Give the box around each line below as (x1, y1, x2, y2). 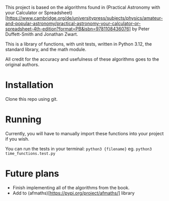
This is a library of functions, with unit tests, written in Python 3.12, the (5, 41, 152, 47)
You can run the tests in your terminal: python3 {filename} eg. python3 (5, 145, 152, 151)
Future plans (5, 168, 59, 179)
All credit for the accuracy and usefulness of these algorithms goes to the (5, 56, 159, 62)
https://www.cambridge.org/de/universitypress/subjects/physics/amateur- (7, 15, 163, 21)
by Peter (131, 26, 150, 32)
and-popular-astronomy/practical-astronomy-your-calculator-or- (5, 20, 141, 26)
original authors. (5, 62, 40, 67)
